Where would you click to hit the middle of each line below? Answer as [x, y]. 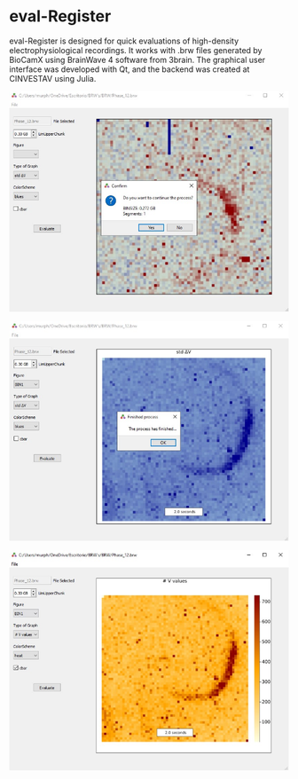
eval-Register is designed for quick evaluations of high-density [124, 41]
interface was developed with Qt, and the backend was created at [129, 69]
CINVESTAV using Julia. [53, 78]
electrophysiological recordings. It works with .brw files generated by [136, 50]
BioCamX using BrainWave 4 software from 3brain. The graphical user [137, 59]
